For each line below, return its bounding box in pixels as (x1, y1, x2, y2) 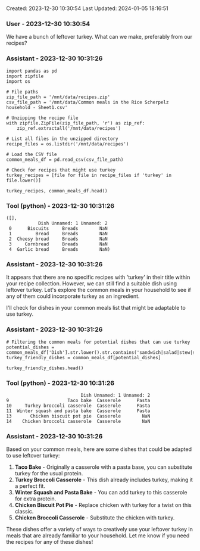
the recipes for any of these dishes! (6, 538, 93, 546)
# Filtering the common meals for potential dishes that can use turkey (6, 339, 190, 345)
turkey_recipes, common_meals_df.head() (6, 188, 108, 194)
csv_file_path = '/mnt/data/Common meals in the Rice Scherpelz (6, 99, 169, 105)
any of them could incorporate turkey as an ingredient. (6, 292, 140, 300)
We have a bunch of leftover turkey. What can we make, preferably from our (6, 33, 193, 41)
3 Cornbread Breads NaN (8, 241, 108, 247)
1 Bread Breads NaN (8, 231, 108, 237)
